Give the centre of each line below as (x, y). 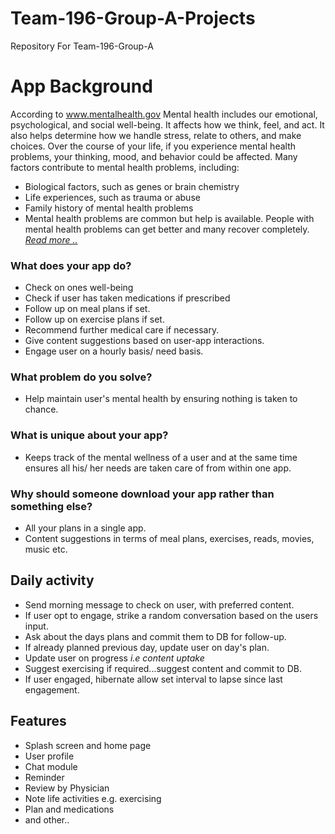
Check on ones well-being (79, 288)
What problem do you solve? (81, 377)
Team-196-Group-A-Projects (133, 18)
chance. (41, 409)
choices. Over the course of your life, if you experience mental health (153, 146)
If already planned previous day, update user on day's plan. (147, 647)
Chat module (51, 766)
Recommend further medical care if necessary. (122, 330)
